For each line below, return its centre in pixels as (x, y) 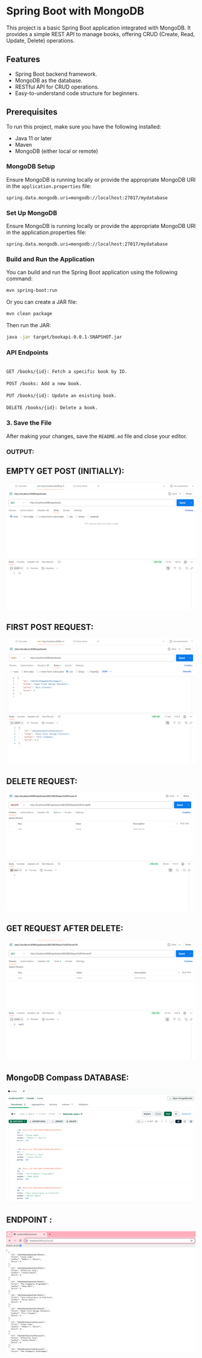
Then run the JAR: (29, 326)
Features (23, 59)
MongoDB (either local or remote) (57, 151)
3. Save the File (29, 423)
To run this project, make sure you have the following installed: (84, 126)
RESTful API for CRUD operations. (57, 87)
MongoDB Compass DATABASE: (68, 1077)
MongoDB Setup (31, 167)
